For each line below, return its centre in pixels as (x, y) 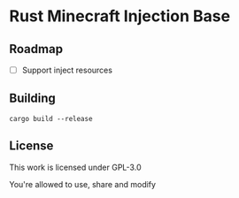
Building (32, 99)
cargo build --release (51, 118)
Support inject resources (67, 70)
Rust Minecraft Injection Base (120, 16)
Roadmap (36, 49)
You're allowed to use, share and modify (83, 184)
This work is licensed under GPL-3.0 (75, 167)
